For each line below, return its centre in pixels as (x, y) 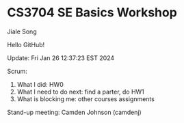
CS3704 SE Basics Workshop (92, 13)
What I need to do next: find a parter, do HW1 (81, 92)
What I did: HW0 (40, 84)
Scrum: (17, 71)
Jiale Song (22, 31)
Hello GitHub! (26, 44)
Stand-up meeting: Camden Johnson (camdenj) (74, 112)
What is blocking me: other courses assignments (86, 99)
